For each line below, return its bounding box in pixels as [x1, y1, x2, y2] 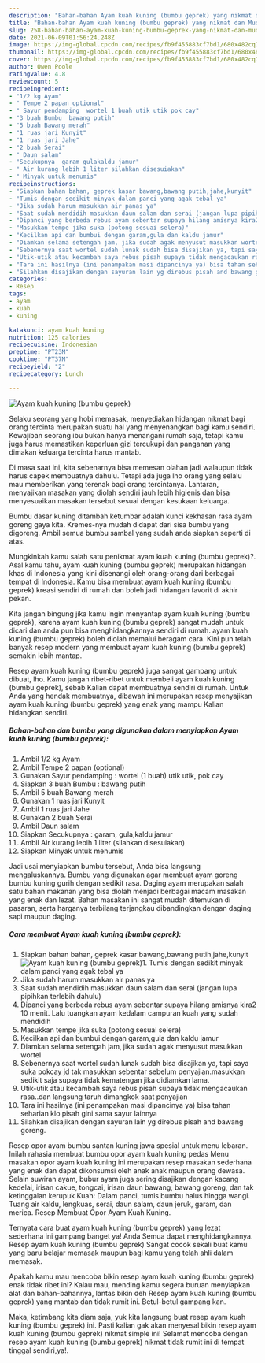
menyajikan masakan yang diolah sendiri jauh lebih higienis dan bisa [9, 488, 230, 497]
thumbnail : [9, 48, 45, 56]
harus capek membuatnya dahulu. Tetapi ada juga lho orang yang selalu [9, 470, 242, 481]
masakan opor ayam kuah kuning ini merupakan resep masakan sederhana [9, 1157, 252, 1167]
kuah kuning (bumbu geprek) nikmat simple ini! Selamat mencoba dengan [9, 1328, 248, 1338]
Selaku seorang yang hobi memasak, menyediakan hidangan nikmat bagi [9, 414, 246, 423]
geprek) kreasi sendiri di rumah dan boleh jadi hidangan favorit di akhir [9, 585, 238, 595]
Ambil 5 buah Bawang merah [20, 787, 115, 797]
